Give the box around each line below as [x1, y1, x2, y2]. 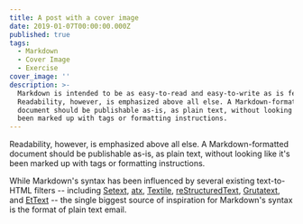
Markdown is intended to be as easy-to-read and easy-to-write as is [17, 89, 284, 98]
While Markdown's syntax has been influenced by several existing [9, 175, 255, 186]
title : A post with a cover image [9, 13, 140, 23]
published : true [9, 30, 70, 39]
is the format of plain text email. [9, 204, 127, 215]
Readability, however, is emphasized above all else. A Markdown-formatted [9, 139, 289, 150]
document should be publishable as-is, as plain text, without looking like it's [9, 148, 290, 159]
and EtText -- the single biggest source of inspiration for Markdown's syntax [9, 195, 293, 206]
